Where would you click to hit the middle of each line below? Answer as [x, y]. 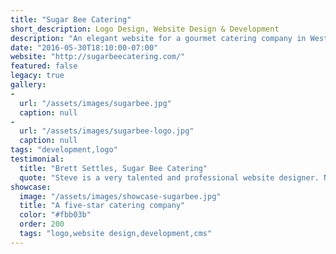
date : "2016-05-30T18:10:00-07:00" [84, 47]
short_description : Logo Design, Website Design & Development [145, 29]
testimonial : [37, 159]
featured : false [44, 66]
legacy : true [37, 76]
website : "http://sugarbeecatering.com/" [98, 57]
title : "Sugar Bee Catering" [71, 19]
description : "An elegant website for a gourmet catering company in [158, 38]
